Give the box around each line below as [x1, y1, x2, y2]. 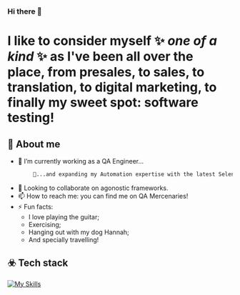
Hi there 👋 [7, 6, 43, 16]
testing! [7, 110, 55, 126]
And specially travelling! [28, 235, 99, 244]
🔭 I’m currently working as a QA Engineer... [17, 156, 144, 165]
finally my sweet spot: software [7, 94, 199, 111]
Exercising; [28, 220, 61, 229]
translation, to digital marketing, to [7, 79, 217, 96]
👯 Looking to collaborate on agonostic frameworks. [17, 184, 169, 192]
